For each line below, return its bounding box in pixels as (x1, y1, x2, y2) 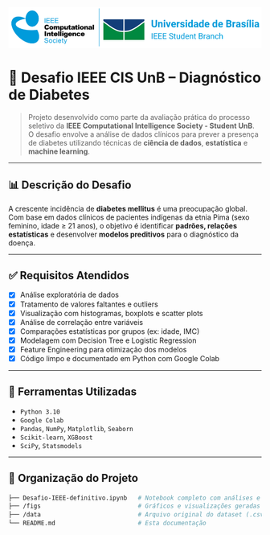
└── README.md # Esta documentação (8, 519, 207, 528)
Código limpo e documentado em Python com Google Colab (19, 353, 219, 363)
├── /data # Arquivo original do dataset (8, 511, 243, 519)
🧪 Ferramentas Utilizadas (8, 385, 137, 399)
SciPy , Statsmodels (19, 440, 83, 450)
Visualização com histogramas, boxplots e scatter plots (19, 308, 203, 318)
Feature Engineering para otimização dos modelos (19, 344, 187, 354)
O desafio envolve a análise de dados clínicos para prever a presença (27, 129, 259, 139)
